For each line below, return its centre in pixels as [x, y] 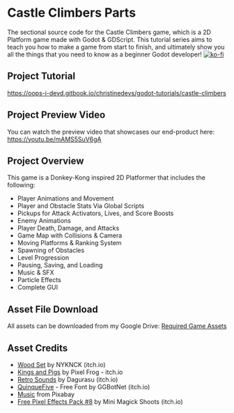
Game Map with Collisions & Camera [70, 235]
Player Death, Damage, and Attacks [68, 228]
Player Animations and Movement [65, 198]
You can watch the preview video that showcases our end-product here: [111, 132]
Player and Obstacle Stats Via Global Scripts [81, 206]
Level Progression [43, 258]
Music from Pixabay [46, 394]
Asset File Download [53, 309]
